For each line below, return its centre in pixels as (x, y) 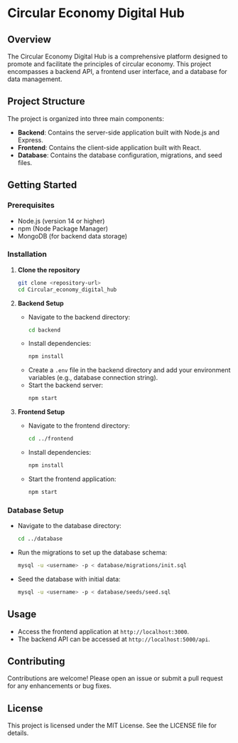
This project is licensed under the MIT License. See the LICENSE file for (112, 726)
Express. (31, 139)
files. (25, 162)
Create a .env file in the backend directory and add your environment (129, 370)
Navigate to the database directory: (70, 526)
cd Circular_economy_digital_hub (67, 290)
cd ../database (40, 539)
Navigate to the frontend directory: (79, 426)
